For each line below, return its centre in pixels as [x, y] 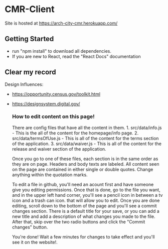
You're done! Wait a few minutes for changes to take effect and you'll [83, 236]
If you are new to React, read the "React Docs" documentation [76, 56]
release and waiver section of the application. [59, 149]
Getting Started [29, 39]
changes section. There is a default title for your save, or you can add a [86, 211]
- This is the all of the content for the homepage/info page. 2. [75, 133]
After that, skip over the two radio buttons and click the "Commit [78, 221]
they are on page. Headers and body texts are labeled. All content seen [86, 164]
